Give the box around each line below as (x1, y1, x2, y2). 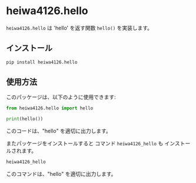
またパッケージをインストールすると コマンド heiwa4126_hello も (6, 140, 164, 147)
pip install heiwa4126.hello (6, 59, 78, 65)
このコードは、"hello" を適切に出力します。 (6, 128, 111, 135)
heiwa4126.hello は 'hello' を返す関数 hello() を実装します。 (6, 24, 153, 31)
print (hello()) (6, 116, 44, 122)
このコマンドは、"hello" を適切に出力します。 (6, 171, 117, 178)
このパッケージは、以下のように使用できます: (6, 94, 116, 101)
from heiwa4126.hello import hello (6, 105, 94, 111)
